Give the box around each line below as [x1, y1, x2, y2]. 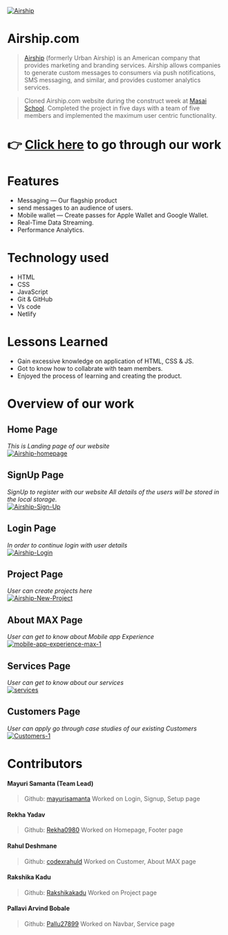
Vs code [17, 302, 41, 311]
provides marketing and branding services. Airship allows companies [23, 61, 221, 69]
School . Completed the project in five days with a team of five [23, 104, 200, 112]
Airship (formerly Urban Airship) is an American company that [23, 53, 200, 62]
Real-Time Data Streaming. [17, 218, 95, 227]
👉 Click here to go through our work [7, 137, 222, 152]
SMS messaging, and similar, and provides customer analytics [23, 76, 201, 84]
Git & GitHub [17, 295, 53, 303]
